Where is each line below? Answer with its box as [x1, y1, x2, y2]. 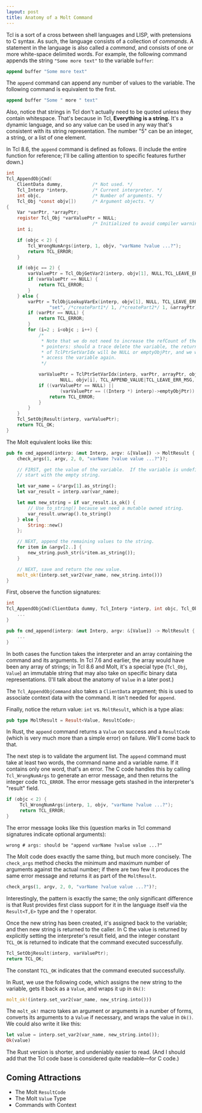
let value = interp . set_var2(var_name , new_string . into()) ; [6, 1032, 161, 1038]
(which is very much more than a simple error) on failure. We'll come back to [6, 734, 196, 742]
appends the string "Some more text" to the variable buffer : [6, 57, 154, 64]
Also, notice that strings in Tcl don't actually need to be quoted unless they [6, 108, 192, 115]
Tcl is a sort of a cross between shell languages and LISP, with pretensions [6, 31, 191, 38]
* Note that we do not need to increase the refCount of [41, 338, 187, 344]
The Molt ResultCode [14, 1088, 66, 1095]
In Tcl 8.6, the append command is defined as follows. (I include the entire [6, 146, 187, 153]
